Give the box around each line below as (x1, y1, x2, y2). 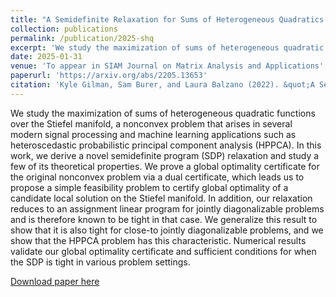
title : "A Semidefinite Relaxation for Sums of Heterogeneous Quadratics (10, 14, 325, 25)
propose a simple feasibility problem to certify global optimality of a (10, 181, 289, 193)
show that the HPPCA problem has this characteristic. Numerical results (10, 234, 307, 246)
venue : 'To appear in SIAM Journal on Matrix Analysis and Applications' (10, 61, 325, 71)
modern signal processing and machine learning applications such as (10, 128, 297, 140)
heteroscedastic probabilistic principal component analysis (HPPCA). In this (10, 139, 322, 151)
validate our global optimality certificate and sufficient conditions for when (10, 245, 317, 257)
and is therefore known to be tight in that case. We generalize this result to (10, 213, 318, 225)
